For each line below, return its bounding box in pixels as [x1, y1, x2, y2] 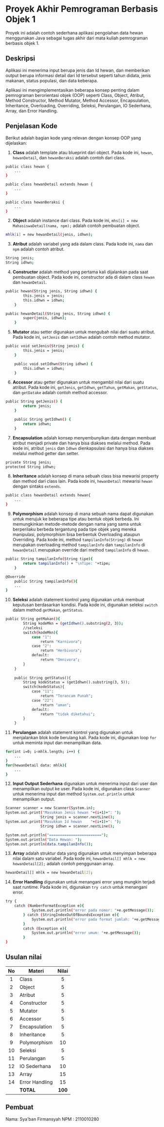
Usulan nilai [5, 953, 42, 961]
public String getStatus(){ [14, 675, 71, 680]
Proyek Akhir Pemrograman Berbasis [5, 3, 158, 15]
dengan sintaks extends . [12, 483, 61, 489]
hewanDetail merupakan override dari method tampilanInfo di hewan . [12, 547, 150, 553]
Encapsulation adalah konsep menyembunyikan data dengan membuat [12, 435, 156, 440]
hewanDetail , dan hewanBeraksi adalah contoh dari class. [12, 154, 126, 160]
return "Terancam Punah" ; [40, 693, 93, 699]
